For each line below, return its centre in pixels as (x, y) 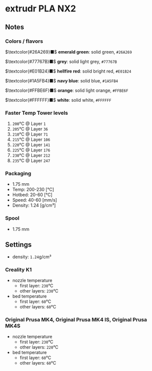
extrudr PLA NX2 (41, 9)
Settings (19, 245)
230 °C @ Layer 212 (31, 155)
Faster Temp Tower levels (37, 113)
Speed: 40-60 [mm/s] (35, 200)
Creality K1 (19, 270)
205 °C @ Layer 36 (30, 129)
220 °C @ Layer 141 (31, 145)
